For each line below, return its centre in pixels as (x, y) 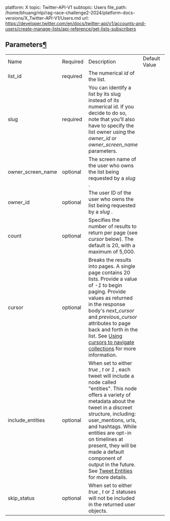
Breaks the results (110, 259)
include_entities (26, 420)
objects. (98, 510)
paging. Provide (107, 291)
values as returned (111, 297)
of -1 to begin (105, 285)
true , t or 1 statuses (112, 492)
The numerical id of (112, 73)
